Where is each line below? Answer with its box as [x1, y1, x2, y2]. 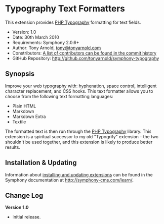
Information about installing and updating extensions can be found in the [5, 171, 153, 177]
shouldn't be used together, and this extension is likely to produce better [5, 139, 153, 145]
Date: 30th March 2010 [12, 34, 59, 40]
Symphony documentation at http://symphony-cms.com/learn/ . [5, 177, 134, 183]
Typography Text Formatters [5, 3, 125, 14]
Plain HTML [12, 103, 36, 109]
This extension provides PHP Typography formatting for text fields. [5, 19, 141, 25]
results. [5, 144, 21, 150]
